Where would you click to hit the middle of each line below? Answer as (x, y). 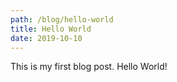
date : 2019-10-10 (46, 38)
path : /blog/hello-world (62, 19)
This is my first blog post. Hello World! (89, 67)
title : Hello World (51, 29)
